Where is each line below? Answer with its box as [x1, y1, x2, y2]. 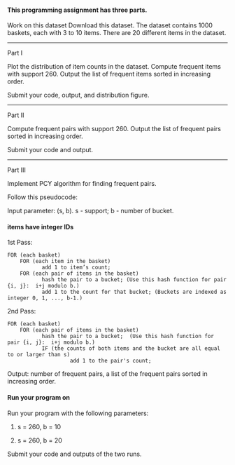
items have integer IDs [7, 222, 74, 231]
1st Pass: [7, 238, 33, 247]
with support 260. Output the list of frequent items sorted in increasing [7, 70, 211, 79]
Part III [7, 166, 27, 175]
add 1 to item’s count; [41, 264, 111, 271]
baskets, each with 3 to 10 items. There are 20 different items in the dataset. [7, 29, 227, 37]
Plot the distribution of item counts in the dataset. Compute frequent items [7, 62, 222, 71]
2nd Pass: [7, 307, 36, 316]
